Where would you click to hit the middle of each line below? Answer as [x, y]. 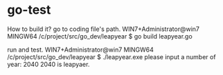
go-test [29, 10]
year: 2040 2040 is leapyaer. [48, 64]
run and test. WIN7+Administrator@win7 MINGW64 [80, 50]
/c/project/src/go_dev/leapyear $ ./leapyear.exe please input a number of [111, 56]
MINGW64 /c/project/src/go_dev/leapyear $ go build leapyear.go [100, 36]
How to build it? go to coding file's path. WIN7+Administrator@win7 [103, 29]
